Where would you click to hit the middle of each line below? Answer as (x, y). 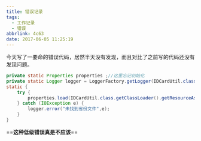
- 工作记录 (23, 23)
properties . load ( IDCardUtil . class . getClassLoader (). (95, 98)
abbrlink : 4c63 (25, 34)
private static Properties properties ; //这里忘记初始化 (75, 76)
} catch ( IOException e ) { (51, 104)
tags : (13, 17)
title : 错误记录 (25, 12)
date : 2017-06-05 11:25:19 (40, 39)
